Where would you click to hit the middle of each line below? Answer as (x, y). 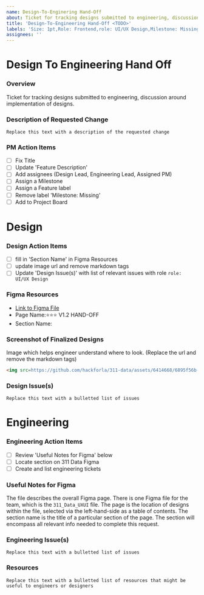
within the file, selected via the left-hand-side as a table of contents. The (97, 511)
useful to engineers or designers (50, 586)
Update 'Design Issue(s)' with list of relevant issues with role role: (98, 273)
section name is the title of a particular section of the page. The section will (100, 518)
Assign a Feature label (43, 188)
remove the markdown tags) (42, 359)
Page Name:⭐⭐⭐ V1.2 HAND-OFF (57, 315)
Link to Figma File (37, 308)
